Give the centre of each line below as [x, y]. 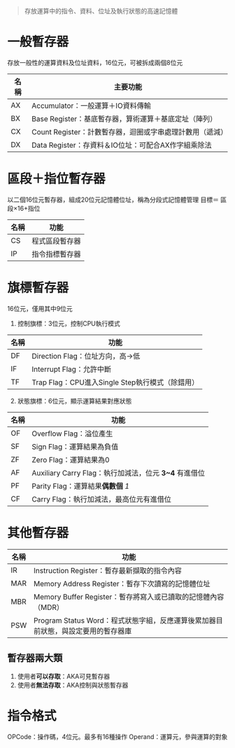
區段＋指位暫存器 [57, 179]
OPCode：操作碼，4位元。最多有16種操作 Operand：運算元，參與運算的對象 [117, 736]
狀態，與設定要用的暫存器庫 [86, 631]
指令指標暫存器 [57, 254]
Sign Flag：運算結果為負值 [75, 446]
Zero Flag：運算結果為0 [71, 459]
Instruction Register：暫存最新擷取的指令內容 [108, 570]
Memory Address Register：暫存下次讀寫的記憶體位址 [122, 583]
